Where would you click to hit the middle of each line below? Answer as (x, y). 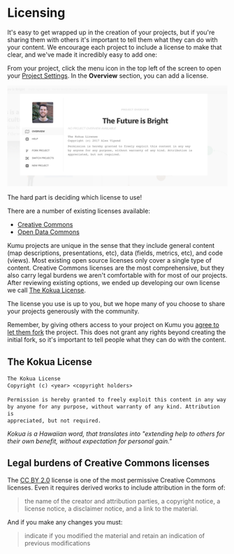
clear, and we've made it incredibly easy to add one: (82, 55)
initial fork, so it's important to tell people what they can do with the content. (117, 340)
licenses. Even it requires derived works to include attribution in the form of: (116, 487)
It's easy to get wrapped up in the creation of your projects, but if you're (111, 32)
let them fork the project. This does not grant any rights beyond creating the (117, 332)
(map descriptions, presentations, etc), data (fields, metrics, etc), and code (115, 253)
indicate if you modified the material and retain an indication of (115, 535)
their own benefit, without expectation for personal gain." (90, 441)
